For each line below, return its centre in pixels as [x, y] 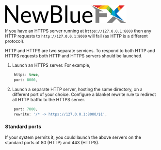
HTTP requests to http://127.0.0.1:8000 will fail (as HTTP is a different [76, 36]
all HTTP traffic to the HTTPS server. [48, 99]
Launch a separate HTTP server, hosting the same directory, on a [77, 89]
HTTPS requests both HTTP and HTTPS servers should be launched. [74, 56]
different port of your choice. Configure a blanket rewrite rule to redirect [84, 94]
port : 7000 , [26, 109]
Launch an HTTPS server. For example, [51, 65]
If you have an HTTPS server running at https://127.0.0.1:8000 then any [78, 31]
